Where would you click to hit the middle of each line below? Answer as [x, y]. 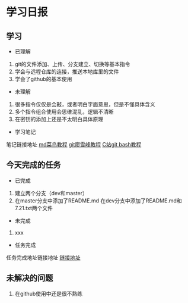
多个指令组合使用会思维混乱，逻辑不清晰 [64, 112]
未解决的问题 [30, 278]
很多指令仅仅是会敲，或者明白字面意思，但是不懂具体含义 [85, 104]
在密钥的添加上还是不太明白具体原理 [59, 119]
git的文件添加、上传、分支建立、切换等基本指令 [72, 64]
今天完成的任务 [34, 165]
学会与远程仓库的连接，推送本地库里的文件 [67, 71]
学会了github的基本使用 [43, 79]
